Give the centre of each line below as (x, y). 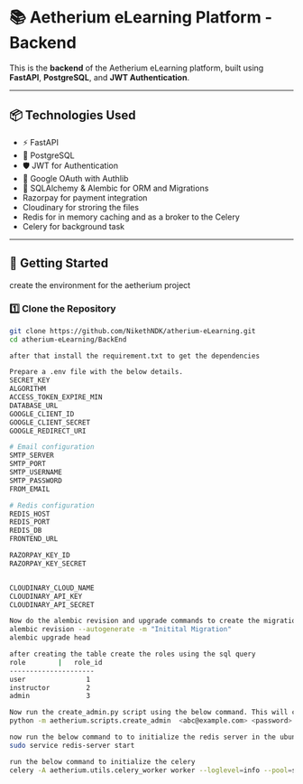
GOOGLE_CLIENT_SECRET (50, 422)
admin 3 (50, 696)
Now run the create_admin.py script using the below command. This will (149, 713)
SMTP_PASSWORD (36, 481)
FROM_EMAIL (30, 489)
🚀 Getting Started (59, 263)
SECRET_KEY (30, 380)
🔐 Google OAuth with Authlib (75, 178)
